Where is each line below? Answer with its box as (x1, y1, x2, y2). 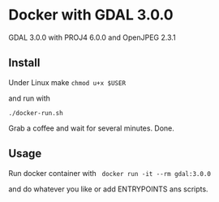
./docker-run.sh (8, 109, 63, 117)
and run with (8, 93, 51, 103)
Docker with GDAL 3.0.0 (8, 6, 174, 24)
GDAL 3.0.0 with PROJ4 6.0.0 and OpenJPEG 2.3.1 (8, 32, 176, 42)
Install (8, 56, 41, 70)
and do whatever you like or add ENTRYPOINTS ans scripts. (8, 184, 208, 194)
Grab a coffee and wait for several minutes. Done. (8, 123, 174, 133)
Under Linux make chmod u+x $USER (8, 77, 127, 87)
